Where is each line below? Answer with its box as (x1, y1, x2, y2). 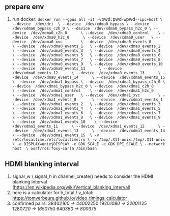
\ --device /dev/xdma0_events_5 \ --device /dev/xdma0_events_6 (12, 52, 161, 57)
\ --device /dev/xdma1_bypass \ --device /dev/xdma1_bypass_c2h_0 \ (12, 79, 165, 84)
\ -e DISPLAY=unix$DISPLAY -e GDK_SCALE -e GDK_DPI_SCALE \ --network (12, 141, 165, 146)
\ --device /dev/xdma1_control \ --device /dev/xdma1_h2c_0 (12, 88, 154, 93)
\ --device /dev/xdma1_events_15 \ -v (12, 133, 99, 138)
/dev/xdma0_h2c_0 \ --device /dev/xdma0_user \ (33, 35, 154, 40)
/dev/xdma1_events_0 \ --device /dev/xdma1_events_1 (33, 97, 163, 102)
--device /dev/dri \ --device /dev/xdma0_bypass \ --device (12, 21, 150, 26)
